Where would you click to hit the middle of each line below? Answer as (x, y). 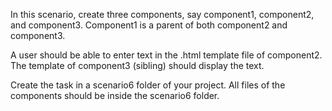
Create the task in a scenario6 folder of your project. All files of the (148, 85)
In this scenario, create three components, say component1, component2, (162, 14)
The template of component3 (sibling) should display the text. (137, 65)
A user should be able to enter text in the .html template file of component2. (166, 55)
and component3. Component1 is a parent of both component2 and (149, 25)
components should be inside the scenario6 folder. (115, 95)
